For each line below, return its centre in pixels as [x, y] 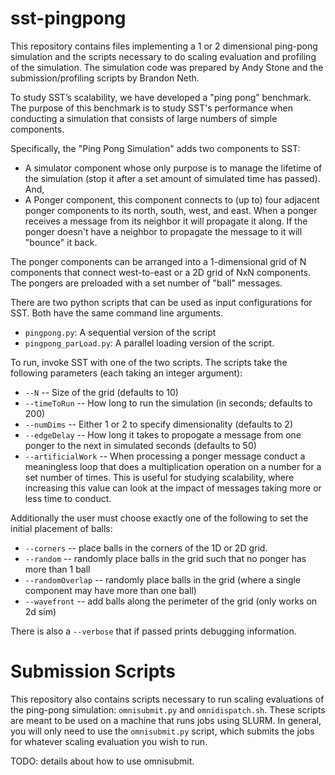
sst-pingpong [68, 18]
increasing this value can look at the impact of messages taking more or [173, 488]
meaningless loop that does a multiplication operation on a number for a [173, 466]
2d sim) [40, 611]
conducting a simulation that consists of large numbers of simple [144, 118]
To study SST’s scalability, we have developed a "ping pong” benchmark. [161, 97]
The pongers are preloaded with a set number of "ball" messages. [146, 283]
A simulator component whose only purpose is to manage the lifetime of [173, 168]
